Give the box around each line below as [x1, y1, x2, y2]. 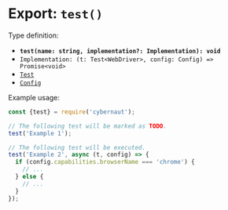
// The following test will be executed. [8, 143, 146, 151]
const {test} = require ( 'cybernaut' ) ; [8, 107, 135, 116]
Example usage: [8, 92, 61, 102]
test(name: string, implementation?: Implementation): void [19, 47, 221, 55]
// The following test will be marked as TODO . [8, 122, 167, 130]
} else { [15, 173, 44, 181]
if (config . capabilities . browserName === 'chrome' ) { [15, 158, 195, 166]
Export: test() [8, 5, 104, 23]
